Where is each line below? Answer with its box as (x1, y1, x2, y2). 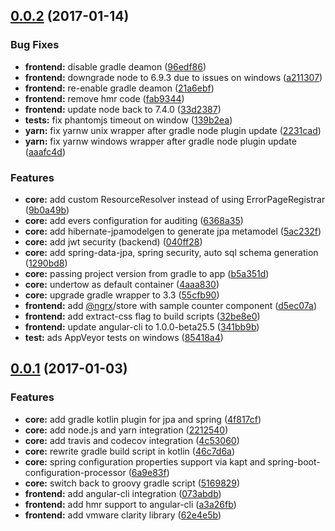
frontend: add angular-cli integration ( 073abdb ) (24, 487, 222, 499)
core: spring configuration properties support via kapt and (24, 455, 266, 468)
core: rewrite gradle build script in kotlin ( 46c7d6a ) (24, 445, 236, 457)
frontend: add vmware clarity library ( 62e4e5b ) (24, 509, 222, 521)
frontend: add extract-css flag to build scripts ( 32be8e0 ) (24, 310, 261, 322)
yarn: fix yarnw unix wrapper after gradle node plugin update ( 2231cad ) (24, 124, 322, 136)
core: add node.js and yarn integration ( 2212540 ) (24, 424, 229, 436)
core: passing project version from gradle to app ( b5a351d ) (24, 267, 270, 279)
